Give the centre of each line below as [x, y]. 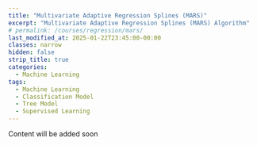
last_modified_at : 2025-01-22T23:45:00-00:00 [84, 38]
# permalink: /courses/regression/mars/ [76, 30]
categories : [28, 67]
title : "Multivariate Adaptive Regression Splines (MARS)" [108, 15]
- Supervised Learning [53, 112]
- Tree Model [37, 104]
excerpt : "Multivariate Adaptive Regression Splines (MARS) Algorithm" [129, 23]
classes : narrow [35, 45]
